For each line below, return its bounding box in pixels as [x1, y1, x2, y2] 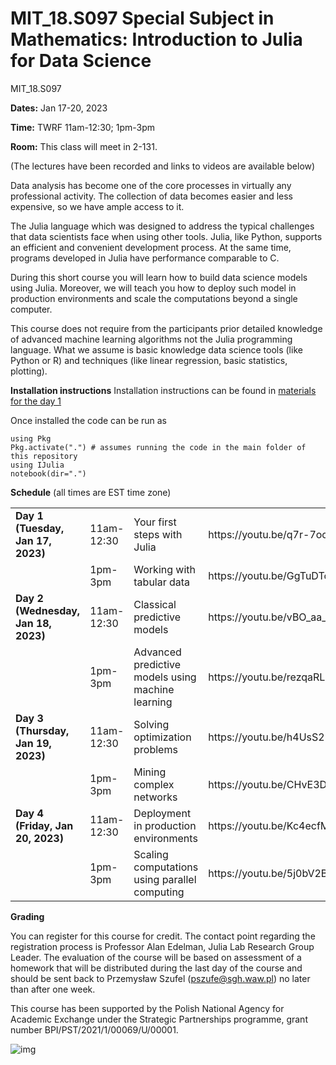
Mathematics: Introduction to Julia [10, 28, 303, 51]
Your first [133, 515, 177, 529]
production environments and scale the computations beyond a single [10, 292, 298, 304]
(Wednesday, [15, 603, 81, 617]
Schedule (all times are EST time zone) [10, 486, 172, 498]
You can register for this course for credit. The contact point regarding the [10, 930, 316, 942]
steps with [133, 527, 183, 541]
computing [133, 885, 185, 899]
